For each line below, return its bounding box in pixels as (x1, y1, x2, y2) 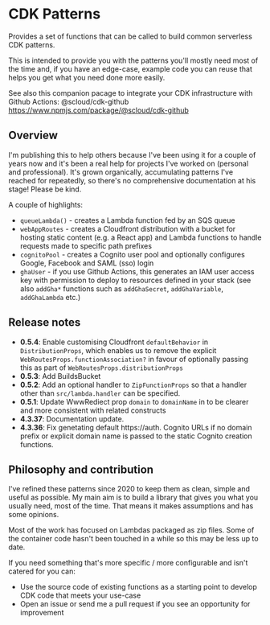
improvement (19, 608, 64, 618)
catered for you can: (8, 566, 76, 576)
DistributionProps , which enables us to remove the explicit (19, 345, 217, 355)
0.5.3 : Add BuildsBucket (19, 371, 101, 380)
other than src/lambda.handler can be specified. (19, 388, 181, 398)
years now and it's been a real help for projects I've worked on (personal (8, 158, 249, 168)
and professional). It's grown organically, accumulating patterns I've (8, 167, 234, 177)
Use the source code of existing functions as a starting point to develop (19, 582, 257, 592)
